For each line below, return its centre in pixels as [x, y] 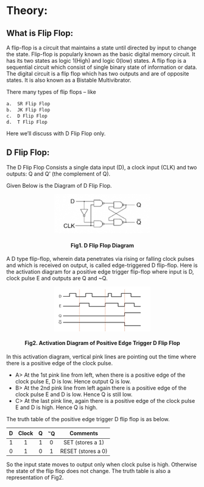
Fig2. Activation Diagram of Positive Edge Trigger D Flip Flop [102, 343]
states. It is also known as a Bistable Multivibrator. [69, 80]
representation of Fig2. [35, 478]
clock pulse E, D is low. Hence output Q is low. [73, 381]
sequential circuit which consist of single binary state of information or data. [102, 67]
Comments [84, 433]
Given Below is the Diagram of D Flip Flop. [59, 185]
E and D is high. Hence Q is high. [56, 407]
